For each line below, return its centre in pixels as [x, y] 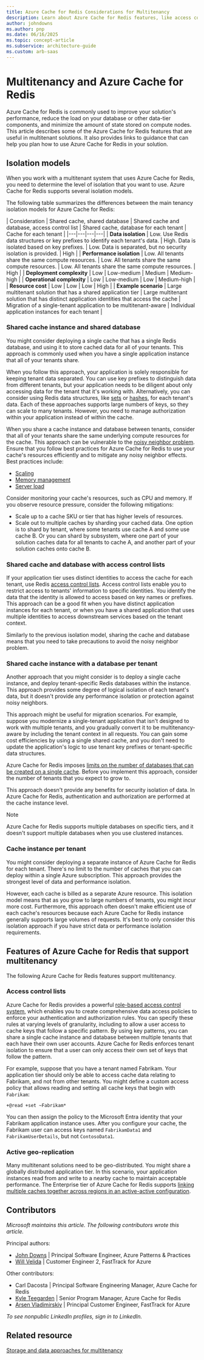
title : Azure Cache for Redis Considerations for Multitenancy [88, 12]
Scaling [25, 473]
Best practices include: [35, 461]
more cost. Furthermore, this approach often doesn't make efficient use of [99, 906]
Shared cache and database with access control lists [86, 564]
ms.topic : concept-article [40, 40]
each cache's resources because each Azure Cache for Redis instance [95, 913]
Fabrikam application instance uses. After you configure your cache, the [97, 1123]
